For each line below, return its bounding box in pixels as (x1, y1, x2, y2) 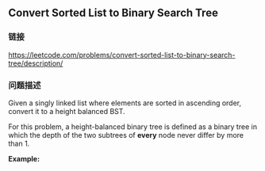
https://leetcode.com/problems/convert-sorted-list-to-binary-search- (8, 50, 236, 59)
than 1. (8, 139, 30, 148)
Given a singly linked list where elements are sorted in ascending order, (8, 98, 242, 108)
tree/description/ (8, 59, 63, 68)
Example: (8, 154, 40, 163)
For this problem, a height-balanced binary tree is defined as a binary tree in (8, 122, 258, 131)
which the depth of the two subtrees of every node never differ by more (8, 130, 244, 139)
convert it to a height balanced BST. (8, 106, 125, 116)
